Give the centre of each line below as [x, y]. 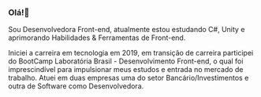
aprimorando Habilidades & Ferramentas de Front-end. [97, 38]
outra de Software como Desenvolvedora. [76, 86]
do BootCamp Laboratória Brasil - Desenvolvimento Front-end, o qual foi [126, 61]
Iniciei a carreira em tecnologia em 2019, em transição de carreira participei [131, 53]
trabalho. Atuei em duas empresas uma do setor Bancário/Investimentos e [129, 78]
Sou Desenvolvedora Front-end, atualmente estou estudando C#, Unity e [127, 30]
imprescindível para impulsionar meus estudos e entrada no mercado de [126, 70]
